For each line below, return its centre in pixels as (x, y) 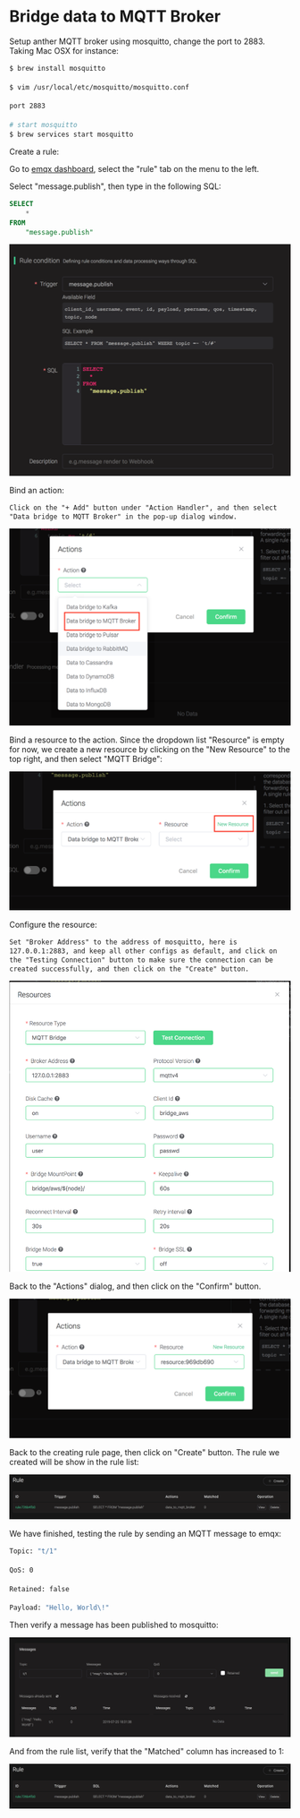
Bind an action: (37, 491)
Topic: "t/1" (33, 1551)
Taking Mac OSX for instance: (64, 50)
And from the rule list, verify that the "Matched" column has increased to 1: (147, 1751)
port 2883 (28, 106)
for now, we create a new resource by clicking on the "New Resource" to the (150, 750)
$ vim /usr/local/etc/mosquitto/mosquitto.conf (100, 87)
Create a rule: (34, 151)
